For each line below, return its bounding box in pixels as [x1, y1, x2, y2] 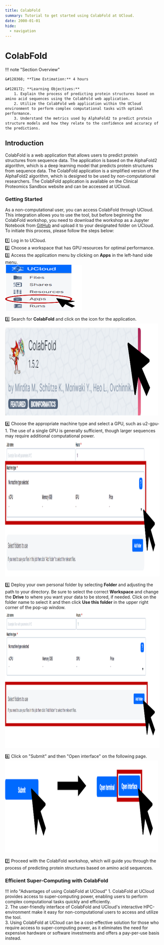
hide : [5, 24, 16, 28]
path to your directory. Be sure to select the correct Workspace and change [5, 589, 159, 595]
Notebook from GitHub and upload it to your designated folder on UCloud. [5, 222, 154, 228]
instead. [5, 935, 22, 941]
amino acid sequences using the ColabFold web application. [5, 96, 131, 102]
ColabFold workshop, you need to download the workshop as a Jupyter [5, 217, 149, 223]
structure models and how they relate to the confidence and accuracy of [5, 121, 159, 126]
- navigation [9, 28, 36, 34]
